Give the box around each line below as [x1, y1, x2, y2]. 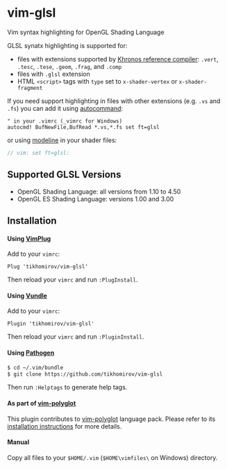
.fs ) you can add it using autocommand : [7, 104, 124, 112]
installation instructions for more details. [7, 422, 122, 430]
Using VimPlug [7, 234, 51, 243]
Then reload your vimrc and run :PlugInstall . [7, 275, 138, 284]
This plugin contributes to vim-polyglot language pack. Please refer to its [7, 415, 216, 423]
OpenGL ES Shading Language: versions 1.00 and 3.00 [17, 194, 174, 203]
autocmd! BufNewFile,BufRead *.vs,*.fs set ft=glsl [7, 123, 160, 130]
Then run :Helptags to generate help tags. [7, 383, 128, 392]
